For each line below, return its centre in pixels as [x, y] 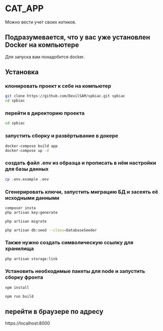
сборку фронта [24, 277]
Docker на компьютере [42, 45]
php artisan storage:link [31, 259]
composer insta [20, 208]
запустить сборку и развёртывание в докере [62, 136]
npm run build [20, 296]
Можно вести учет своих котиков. [41, 22]
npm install [17, 288]
